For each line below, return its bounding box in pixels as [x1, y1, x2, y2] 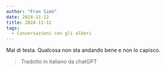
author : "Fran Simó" [6, 8, 58, 15]
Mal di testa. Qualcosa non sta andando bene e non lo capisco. [6, 46, 161, 54]
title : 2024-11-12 [6, 19, 52, 25]
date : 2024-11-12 [6, 14, 49, 20]
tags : [6, 25, 20, 31]
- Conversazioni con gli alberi [11, 31, 92, 36]
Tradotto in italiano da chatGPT [20, 58, 97, 65]
